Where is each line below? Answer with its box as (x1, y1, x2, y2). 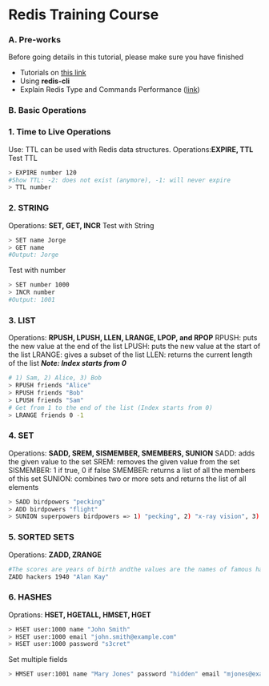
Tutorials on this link (19, 68, 86, 78)
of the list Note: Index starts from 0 (8, 359, 126, 368)
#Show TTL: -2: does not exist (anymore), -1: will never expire (8, 176, 231, 184)
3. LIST (8, 315, 36, 326)
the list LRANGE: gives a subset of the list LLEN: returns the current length (8, 350, 253, 359)
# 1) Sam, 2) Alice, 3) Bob (8, 374, 102, 382)
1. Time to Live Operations (8, 126, 111, 138)
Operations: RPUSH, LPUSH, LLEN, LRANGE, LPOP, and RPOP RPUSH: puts (8, 333, 258, 343)
